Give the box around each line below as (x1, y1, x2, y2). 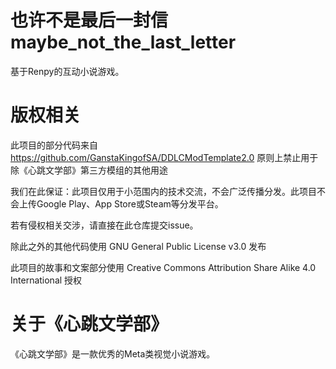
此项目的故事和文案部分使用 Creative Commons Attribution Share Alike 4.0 (10, 261, 317, 273)
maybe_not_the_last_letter (10, 31, 237, 54)
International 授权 (10, 274, 83, 286)
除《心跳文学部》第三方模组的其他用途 (10, 164, 168, 176)
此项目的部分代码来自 (10, 139, 98, 151)
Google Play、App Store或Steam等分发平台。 (36, 197, 224, 210)
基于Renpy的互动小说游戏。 (10, 65, 125, 77)
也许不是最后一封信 (10, 9, 169, 32)
